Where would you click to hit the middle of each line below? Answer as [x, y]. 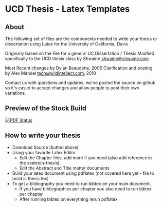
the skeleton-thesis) [39, 163]
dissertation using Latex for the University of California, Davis [66, 44]
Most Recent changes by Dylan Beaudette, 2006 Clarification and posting [79, 68]
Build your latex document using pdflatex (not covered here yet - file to [83, 173]
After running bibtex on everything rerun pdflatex [68, 199]
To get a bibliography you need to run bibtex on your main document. [81, 184]
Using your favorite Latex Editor [44, 152]
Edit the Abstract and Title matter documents [64, 168]
